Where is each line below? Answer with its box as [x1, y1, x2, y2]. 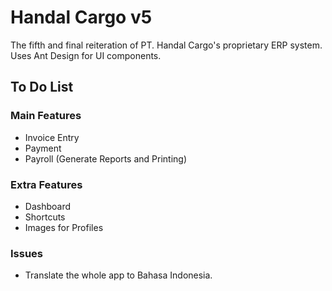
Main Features [10, 109, 82, 123]
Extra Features [10, 177, 83, 191]
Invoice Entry [24, 131, 80, 143]
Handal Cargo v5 [10, 6, 153, 29]
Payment [24, 142, 62, 154]
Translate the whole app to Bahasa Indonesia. [24, 269, 213, 281]
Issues [10, 246, 44, 260]
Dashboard [24, 200, 72, 212]
